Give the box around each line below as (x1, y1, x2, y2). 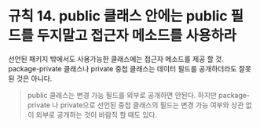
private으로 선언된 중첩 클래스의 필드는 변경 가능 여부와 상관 (60, 100, 244, 110)
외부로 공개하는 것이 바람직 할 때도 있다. (35, 110, 158, 119)
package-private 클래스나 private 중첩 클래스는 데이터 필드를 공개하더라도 (8, 63, 237, 73)
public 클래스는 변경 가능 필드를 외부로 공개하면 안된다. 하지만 (27, 90, 218, 100)
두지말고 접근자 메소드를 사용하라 (36, 27, 237, 45)
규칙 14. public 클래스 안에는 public (8, 7, 228, 25)
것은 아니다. (16, 74, 53, 83)
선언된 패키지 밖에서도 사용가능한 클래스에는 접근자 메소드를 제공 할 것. (8, 54, 224, 63)
